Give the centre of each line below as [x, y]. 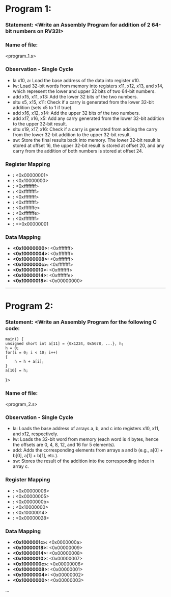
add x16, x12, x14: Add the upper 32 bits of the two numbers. [76, 113]
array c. [21, 466]
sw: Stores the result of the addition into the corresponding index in [83, 461]
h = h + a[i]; [29, 361]
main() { [15, 339]
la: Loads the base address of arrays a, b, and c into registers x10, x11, [86, 429]
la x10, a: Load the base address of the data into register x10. [76, 80]
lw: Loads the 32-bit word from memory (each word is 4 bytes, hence [85, 439]
